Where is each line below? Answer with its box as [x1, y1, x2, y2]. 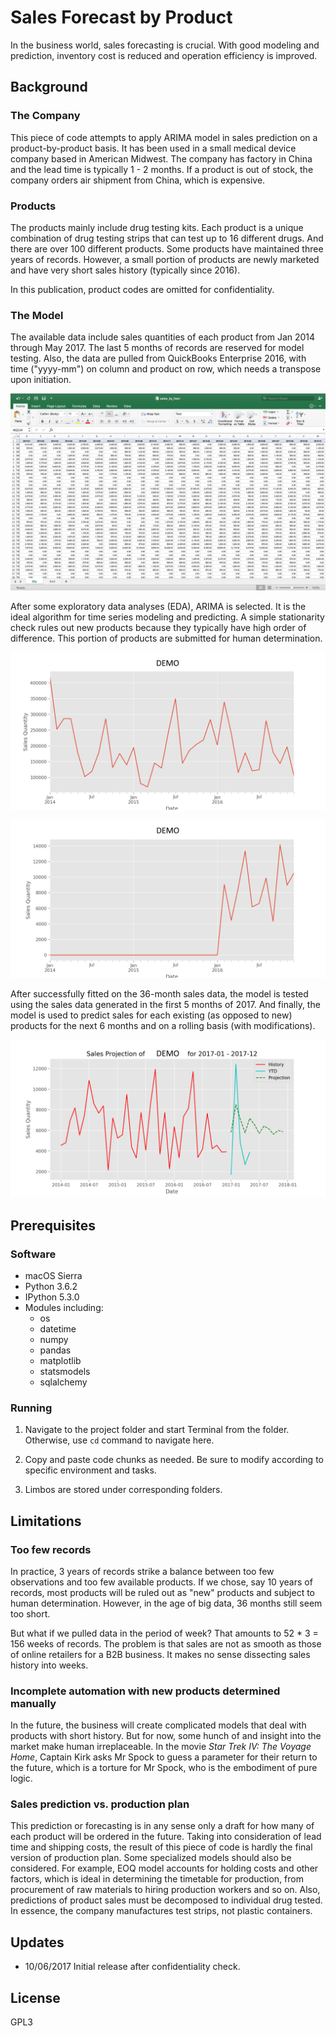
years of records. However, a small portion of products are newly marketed [10, 253, 320, 265]
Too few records [10, 1542, 92, 1556]
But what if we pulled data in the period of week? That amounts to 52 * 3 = [10, 1627, 319, 1639]
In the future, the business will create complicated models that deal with [10, 1719, 307, 1731]
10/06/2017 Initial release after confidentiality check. [24, 1961, 241, 1973]
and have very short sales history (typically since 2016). [10, 264, 241, 276]
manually [10, 1696, 57, 1710]
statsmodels [39, 1365, 91, 1377]
